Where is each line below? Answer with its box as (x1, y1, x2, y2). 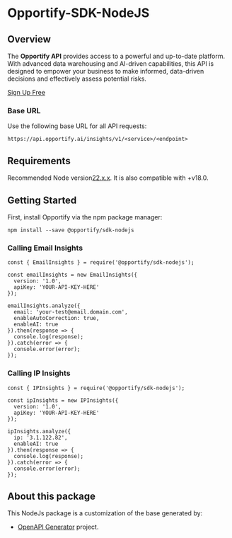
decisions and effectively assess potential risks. (7, 74, 147, 83)
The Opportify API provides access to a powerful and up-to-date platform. (7, 52, 225, 60)
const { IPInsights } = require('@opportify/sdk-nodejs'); (7, 384, 185, 391)
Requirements (7, 154, 71, 167)
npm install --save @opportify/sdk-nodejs (7, 227, 134, 234)
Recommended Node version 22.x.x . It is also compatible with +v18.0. (7, 173, 209, 182)
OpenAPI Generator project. (17, 522, 99, 532)
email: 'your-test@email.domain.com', (13, 309, 129, 316)
